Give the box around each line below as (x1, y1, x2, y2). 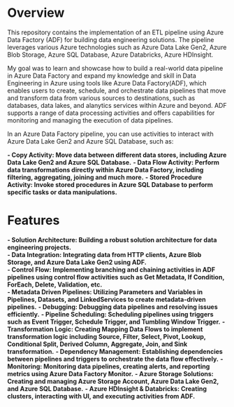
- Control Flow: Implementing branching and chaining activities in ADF (7, 265, 215, 274)
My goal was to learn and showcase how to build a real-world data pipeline (7, 64, 224, 72)
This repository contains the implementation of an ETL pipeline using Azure (7, 28, 224, 36)
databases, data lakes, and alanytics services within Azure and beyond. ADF (7, 101, 227, 109)
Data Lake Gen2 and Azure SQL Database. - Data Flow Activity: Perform (7, 158, 220, 166)
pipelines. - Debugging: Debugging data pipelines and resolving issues (7, 303, 218, 311)
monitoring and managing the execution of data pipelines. (7, 116, 173, 124)
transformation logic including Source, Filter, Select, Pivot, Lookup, (7, 332, 206, 340)
